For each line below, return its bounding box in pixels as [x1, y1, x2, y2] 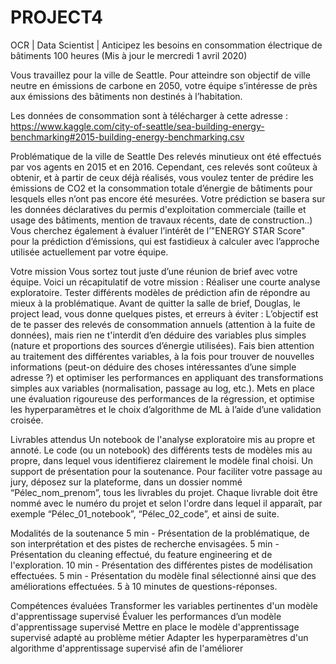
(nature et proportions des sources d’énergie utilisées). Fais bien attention [10, 339, 315, 351]
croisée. [10, 414, 44, 426]
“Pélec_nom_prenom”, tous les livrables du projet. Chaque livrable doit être [10, 486, 318, 498]
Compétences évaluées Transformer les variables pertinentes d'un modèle [10, 599, 318, 611]
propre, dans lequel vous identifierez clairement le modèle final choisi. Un [10, 454, 313, 466]
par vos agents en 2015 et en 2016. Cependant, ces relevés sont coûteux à [10, 161, 318, 173]
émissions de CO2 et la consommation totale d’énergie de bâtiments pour [10, 182, 313, 194]
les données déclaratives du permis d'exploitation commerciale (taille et [10, 203, 307, 215]
